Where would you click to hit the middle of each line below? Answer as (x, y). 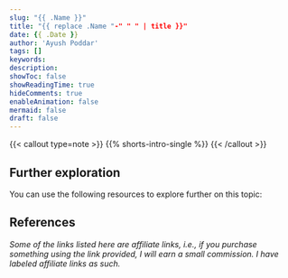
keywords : (28, 60)
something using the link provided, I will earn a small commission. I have (144, 254)
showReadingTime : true (52, 85)
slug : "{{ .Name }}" (48, 18)
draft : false (34, 118)
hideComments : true (46, 93)
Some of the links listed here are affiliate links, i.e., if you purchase (133, 244)
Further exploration (65, 172)
